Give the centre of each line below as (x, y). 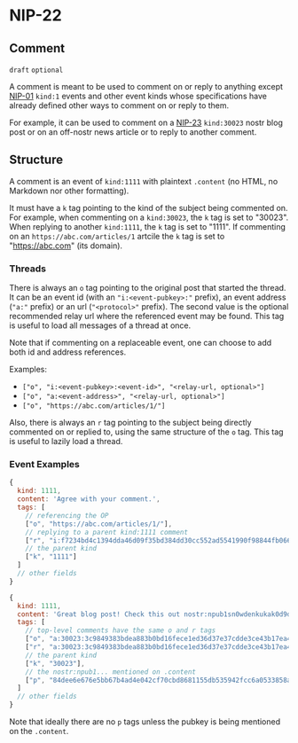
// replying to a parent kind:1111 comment (107, 532)
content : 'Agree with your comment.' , (89, 499)
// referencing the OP (67, 515)
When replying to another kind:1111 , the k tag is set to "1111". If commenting (148, 226)
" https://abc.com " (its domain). (66, 246)
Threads (28, 269)
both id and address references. (68, 352)
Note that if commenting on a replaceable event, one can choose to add (141, 343)
